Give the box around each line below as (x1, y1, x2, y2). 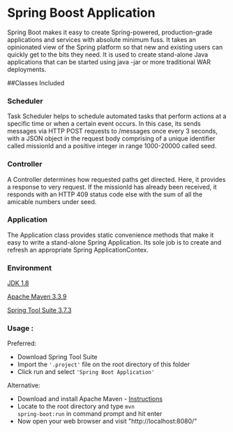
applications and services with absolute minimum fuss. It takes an (7, 35, 197, 43)
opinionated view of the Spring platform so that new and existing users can (7, 43, 223, 51)
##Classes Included (7, 78, 65, 87)
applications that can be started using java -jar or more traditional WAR (7, 57, 211, 66)
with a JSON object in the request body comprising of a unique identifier (7, 134, 216, 143)
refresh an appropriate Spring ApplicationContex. (7, 245, 149, 254)
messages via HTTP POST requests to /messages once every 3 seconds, (7, 127, 218, 136)
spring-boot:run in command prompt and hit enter (17, 410, 163, 418)
